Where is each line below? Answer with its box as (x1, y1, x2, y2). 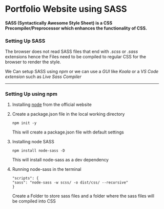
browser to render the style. (5, 59, 61, 65)
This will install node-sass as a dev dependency (12, 157, 109, 163)
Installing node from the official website (12, 102, 92, 107)
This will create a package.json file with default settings (12, 129, 124, 135)
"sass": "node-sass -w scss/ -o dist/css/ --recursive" (12, 180, 128, 185)
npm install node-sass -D (12, 148, 65, 153)
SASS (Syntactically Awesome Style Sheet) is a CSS (5, 20, 113, 26)
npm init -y (12, 121, 37, 126)
